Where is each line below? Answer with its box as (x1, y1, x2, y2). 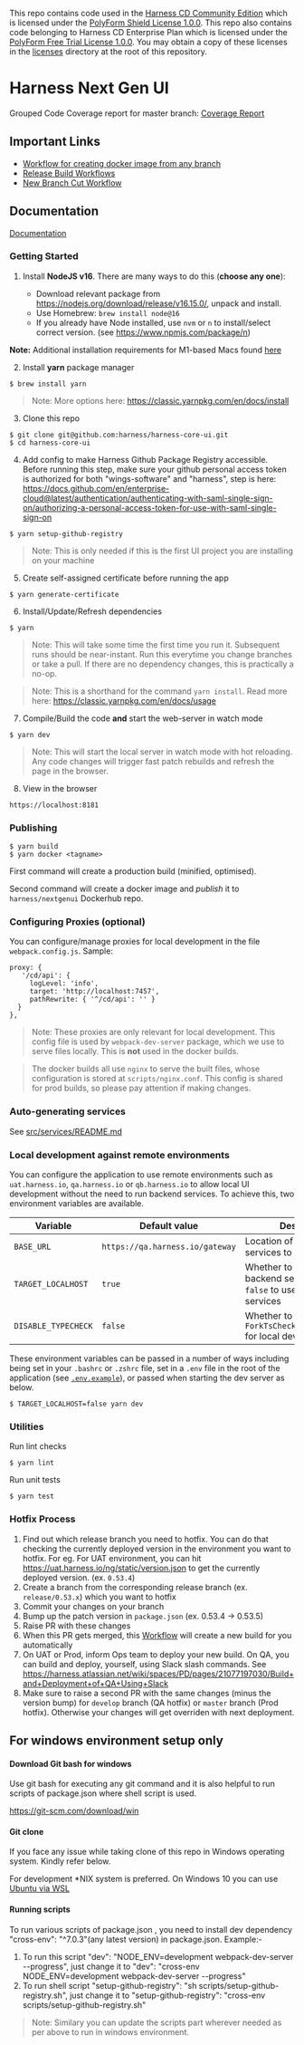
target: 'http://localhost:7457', (29, 987, 160, 996)
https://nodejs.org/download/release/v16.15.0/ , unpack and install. (35, 298, 282, 309)
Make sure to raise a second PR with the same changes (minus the (22, 1687, 271, 1698)
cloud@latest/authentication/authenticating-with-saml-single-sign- (22, 493, 273, 504)
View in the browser (22, 782, 98, 793)
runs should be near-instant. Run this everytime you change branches (31, 648, 292, 659)
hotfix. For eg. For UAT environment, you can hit (22, 1552, 202, 1563)
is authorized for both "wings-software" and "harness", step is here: (22, 473, 277, 484)
